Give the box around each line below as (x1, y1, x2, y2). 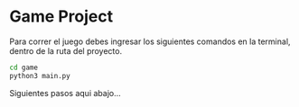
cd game (9, 63, 39, 72)
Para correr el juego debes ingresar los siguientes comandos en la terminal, (9, 36, 291, 47)
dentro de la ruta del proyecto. (9, 45, 123, 56)
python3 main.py (9, 71, 70, 80)
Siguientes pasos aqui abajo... (9, 87, 122, 98)
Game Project (9, 6, 114, 27)
